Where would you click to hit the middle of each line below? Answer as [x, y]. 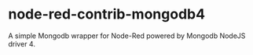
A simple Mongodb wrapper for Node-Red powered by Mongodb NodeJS [127, 36]
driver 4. [22, 43]
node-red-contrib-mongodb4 [107, 14]
